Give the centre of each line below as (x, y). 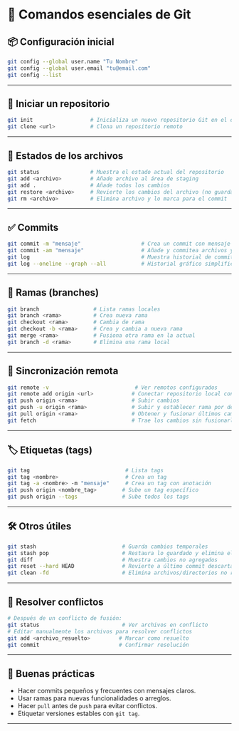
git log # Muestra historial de (110, 257)
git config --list (34, 75)
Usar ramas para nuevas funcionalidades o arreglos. (94, 698)
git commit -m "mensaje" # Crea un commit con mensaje (119, 244)
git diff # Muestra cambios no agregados (113, 560)
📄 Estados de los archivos (65, 156)
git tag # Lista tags (85, 470)
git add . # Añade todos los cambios (89, 185)
